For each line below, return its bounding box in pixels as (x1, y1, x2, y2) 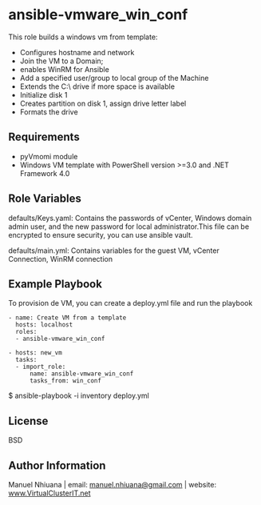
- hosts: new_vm (8, 349, 62, 357)
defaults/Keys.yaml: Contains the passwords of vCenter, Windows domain (8, 213, 252, 222)
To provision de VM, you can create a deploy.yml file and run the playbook (8, 299, 253, 308)
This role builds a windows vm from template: (8, 32, 158, 42)
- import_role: (15, 363, 66, 371)
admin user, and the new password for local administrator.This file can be (8, 222, 250, 231)
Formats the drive (19, 106, 78, 117)
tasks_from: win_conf (29, 377, 102, 385)
